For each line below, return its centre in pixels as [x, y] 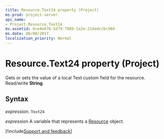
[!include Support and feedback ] [39, 131]
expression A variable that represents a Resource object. [65, 121]
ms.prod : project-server [32, 15]
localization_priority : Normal [38, 39]
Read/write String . [25, 83]
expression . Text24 [25, 111]
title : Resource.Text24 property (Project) [52, 10]
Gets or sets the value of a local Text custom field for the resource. [75, 77]
